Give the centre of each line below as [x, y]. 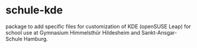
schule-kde [34, 10]
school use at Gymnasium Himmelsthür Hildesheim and [73, 32]
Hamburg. [36, 39]
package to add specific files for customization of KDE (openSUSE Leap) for [98, 26]
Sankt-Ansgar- [159, 32]
